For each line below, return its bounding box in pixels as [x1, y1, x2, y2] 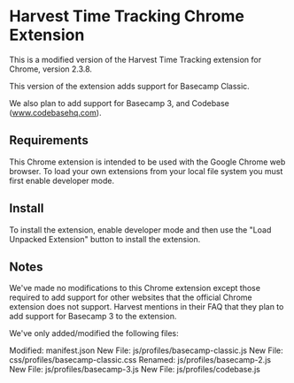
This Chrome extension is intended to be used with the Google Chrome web [9, 157, 286, 167]
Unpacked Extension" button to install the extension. [9, 234, 201, 244]
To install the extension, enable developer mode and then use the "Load [9, 224, 272, 235]
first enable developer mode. [9, 175, 115, 186]
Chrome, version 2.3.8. [9, 64, 93, 74]
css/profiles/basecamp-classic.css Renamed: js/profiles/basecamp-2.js [9, 355, 272, 365]
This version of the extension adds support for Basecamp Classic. [9, 80, 250, 91]
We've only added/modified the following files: [9, 328, 179, 339]
